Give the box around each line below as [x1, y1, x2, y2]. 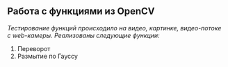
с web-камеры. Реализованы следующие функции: [7, 31, 160, 39]
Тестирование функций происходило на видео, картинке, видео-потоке [7, 23, 222, 32]
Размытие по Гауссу [17, 52, 79, 60]
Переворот [17, 44, 51, 52]
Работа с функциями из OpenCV [7, 6, 155, 17]
